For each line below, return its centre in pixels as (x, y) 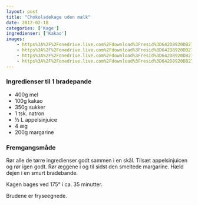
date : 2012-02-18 (27, 22)
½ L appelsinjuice (36, 119)
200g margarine (34, 132)
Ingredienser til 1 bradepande (49, 82)
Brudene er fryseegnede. (37, 196)
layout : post (22, 12)
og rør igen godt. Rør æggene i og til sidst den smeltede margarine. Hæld (95, 167)
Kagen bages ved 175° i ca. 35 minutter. (55, 184)
